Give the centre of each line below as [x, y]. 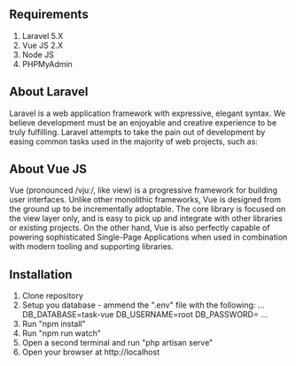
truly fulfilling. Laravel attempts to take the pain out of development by [137, 132]
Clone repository [53, 296]
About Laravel [49, 92]
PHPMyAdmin [47, 64]
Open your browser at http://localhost [91, 352]
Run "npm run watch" [62, 333]
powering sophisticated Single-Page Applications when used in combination [148, 237]
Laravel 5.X [43, 35]
